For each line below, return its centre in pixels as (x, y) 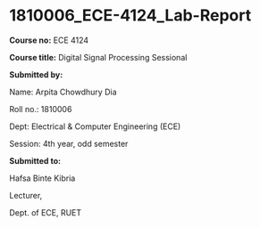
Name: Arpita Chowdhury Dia (63, 92)
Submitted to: (35, 160)
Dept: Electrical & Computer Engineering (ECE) (95, 126)
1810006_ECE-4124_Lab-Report (130, 16)
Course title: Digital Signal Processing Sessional (98, 57)
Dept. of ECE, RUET (46, 212)
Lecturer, (26, 195)
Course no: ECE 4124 (49, 40)
